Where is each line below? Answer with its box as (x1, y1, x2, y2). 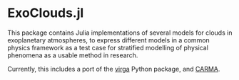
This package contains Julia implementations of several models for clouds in (7, 28, 233, 37)
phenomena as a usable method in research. (7, 51, 138, 59)
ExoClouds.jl (7, 5, 84, 21)
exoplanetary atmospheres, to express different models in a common (7, 35, 210, 44)
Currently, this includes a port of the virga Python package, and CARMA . (7, 64, 220, 73)
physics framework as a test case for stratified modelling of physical (7, 43, 209, 52)
